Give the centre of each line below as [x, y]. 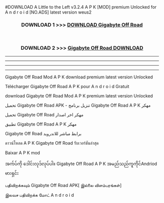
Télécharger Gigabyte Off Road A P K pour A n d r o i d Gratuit [67, 86]
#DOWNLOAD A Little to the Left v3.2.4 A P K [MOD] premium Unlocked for [81, 7]
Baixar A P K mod [23, 152]
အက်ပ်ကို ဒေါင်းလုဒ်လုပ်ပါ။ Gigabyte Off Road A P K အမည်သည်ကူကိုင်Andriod [81, 164]
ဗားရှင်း [12, 173]
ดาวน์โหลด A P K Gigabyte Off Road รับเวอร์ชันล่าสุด [52, 143]
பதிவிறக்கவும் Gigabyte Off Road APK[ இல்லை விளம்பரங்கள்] [63, 185]
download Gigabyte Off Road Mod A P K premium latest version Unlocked [79, 96]
